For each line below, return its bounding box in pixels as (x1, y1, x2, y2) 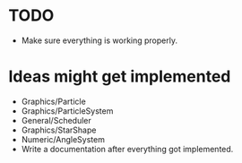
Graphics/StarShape (21, 124, 97, 135)
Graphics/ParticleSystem (21, 105, 114, 116)
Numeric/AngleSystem (21, 133, 105, 144)
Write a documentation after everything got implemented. (21, 143, 234, 154)
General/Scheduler (21, 115, 91, 125)
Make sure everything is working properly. (21, 35, 178, 46)
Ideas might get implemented (8, 66, 231, 87)
